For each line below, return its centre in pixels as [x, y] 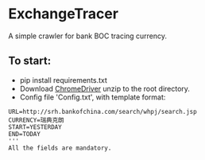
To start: [30, 61]
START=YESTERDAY [35, 127]
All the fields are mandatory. [60, 148]
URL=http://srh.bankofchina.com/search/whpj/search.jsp [102, 111]
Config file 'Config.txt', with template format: [93, 97]
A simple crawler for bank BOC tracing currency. [88, 36]
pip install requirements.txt [63, 80]
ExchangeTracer [64, 14]
